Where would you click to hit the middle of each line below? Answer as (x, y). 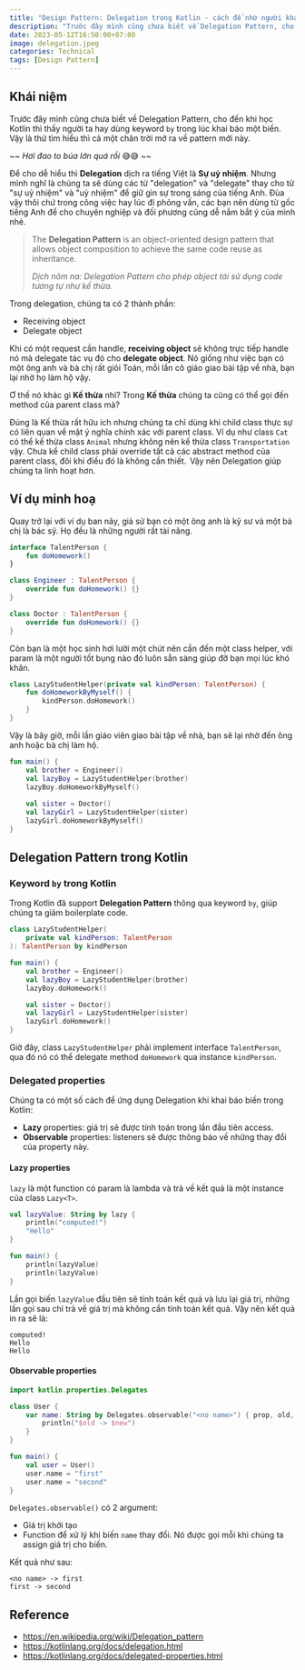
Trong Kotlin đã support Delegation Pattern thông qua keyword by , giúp (143, 903)
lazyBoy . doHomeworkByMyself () (83, 787)
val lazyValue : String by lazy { (73, 1215)
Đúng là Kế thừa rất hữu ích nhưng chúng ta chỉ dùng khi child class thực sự (151, 422)
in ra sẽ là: (29, 1318)
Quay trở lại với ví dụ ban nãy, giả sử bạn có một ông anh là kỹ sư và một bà (151, 521)
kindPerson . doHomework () (89, 701)
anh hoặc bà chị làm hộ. (54, 745)
